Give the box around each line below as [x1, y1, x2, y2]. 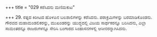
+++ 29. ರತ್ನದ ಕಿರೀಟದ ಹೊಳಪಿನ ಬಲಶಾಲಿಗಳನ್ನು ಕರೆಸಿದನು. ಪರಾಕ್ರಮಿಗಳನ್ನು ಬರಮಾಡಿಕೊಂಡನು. [5, 14, 153, 20]
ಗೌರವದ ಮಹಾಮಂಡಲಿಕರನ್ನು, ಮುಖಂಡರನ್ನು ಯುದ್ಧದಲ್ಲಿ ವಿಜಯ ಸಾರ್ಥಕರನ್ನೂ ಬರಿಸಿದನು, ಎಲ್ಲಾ [5, 20, 147, 25]
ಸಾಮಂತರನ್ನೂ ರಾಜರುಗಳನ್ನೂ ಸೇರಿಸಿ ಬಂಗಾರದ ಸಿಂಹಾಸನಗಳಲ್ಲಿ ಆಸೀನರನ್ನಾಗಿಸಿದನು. [5, 25, 128, 31]
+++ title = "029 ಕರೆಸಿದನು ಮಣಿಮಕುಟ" [5, 4, 75, 10]
